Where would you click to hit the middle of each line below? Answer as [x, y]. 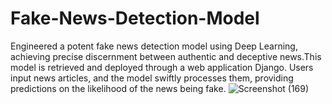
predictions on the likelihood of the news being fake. [118, 88]
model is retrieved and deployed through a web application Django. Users [162, 67]
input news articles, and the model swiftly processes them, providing [152, 78]
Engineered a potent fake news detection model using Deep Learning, [154, 46]
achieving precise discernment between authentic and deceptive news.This [166, 56]
